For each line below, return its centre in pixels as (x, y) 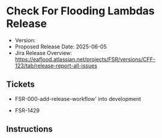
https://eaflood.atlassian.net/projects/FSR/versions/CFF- (85, 59)
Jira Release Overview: (43, 53)
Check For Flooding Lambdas (80, 11)
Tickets (20, 85)
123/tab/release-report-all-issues (56, 65)
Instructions (29, 129)
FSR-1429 (27, 110)
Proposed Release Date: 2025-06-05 (61, 47)
